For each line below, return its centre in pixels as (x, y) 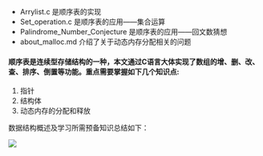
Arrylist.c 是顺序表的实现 (61, 12)
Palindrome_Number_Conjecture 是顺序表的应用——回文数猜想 (123, 32)
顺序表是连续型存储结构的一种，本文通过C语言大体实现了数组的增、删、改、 (134, 62)
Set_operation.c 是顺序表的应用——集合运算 (93, 22)
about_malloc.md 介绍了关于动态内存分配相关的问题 (105, 42)
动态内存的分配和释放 (55, 111)
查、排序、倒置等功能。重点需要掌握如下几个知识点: (94, 71)
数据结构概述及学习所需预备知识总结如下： (79, 128)
